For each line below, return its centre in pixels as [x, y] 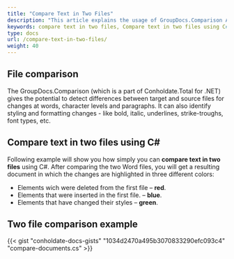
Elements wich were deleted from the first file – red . [92, 187]
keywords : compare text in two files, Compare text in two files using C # [118, 26]
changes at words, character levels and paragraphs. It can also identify [109, 106]
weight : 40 [23, 46]
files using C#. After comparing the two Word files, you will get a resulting [114, 166]
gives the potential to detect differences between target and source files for [116, 98]
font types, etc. [29, 120]
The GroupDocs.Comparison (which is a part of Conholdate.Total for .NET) [114, 91]
